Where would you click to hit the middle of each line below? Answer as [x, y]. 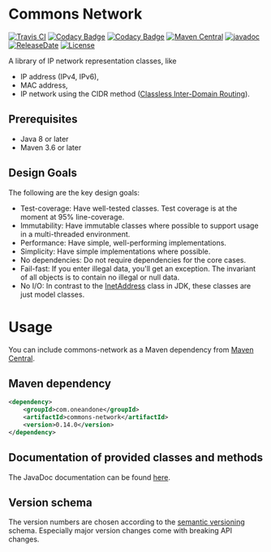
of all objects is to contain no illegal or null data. [100, 277]
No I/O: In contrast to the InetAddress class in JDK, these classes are [135, 285]
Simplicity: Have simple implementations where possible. [115, 251]
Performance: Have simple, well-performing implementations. [123, 242]
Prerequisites [43, 120]
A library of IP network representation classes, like [92, 61]
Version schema [50, 502]
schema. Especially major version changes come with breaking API [120, 531]
